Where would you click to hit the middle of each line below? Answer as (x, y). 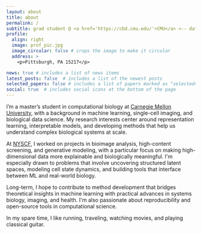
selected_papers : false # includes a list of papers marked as (87, 84)
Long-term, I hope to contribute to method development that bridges (91, 187)
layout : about (24, 12)
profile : (17, 34)
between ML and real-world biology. (51, 175)
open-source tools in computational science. (62, 206)
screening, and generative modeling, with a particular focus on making (94, 150)
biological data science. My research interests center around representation (100, 119)
